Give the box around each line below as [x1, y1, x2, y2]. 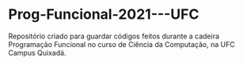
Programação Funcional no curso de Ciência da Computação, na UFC [8, 39, 235, 49]
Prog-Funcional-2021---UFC [8, 5, 199, 23]
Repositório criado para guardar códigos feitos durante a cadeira [8, 31, 220, 41]
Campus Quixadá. [8, 48, 66, 57]
